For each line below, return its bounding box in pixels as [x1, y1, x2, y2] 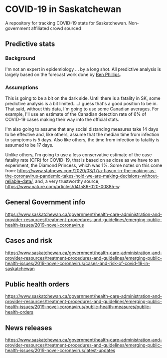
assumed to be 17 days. [5, 142, 54, 148]
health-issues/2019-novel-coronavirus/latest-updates [5, 348, 116, 354]
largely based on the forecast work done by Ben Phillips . [5, 71, 121, 77]
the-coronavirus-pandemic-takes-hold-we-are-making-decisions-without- [5, 173, 159, 179]
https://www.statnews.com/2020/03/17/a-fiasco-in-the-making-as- [17, 167, 157, 173]
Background [5, 55, 36, 62]
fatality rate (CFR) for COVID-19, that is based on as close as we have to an [5, 157, 160, 163]
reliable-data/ [5, 178, 33, 184]
